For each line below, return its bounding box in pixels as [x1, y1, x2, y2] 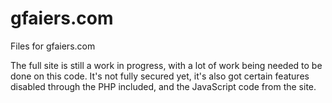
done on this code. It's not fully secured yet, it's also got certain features [10, 70, 310, 82]
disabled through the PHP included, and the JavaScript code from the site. [10, 80, 317, 92]
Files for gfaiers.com [10, 40, 96, 52]
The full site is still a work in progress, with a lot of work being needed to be [10, 59, 323, 71]
